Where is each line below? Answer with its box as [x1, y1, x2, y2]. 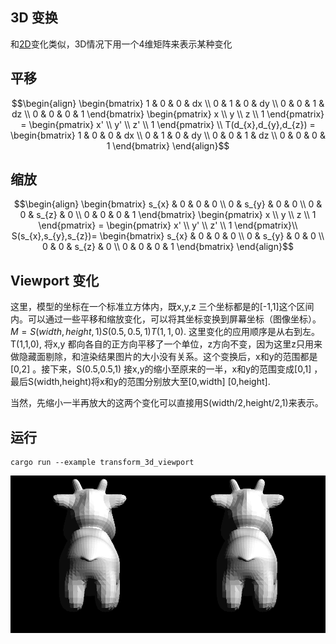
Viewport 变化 [10, 272, 100, 289]
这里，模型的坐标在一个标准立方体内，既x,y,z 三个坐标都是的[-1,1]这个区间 [10, 301, 315, 313]
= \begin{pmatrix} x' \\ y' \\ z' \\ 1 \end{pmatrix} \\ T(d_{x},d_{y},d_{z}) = [20, 118, 316, 130]
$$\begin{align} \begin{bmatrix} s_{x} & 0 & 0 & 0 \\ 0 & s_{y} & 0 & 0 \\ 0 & [13, 198, 323, 210]
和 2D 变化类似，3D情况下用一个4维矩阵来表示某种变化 [10, 38, 233, 50]
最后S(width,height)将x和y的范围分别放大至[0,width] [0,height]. [10, 376, 271, 388]
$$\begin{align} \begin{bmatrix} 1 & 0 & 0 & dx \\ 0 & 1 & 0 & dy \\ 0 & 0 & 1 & [11, 97, 325, 109]
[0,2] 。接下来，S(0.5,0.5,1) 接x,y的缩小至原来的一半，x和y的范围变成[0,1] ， [10, 363, 323, 375]
